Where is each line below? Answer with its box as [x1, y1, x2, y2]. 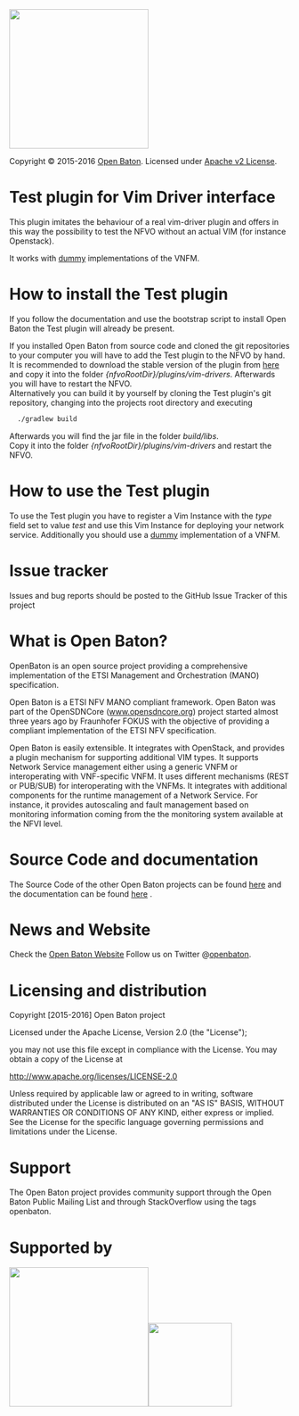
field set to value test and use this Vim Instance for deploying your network [9, 519, 285, 530]
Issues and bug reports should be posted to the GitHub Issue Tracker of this [9, 590, 287, 600]
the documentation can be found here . [9, 888, 153, 899]
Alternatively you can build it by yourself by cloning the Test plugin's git [9, 387, 271, 398]
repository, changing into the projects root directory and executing [9, 397, 254, 408]
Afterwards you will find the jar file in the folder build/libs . [9, 430, 220, 441]
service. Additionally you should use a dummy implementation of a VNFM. [9, 529, 280, 540]
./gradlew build [17, 414, 77, 423]
